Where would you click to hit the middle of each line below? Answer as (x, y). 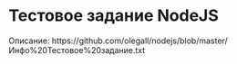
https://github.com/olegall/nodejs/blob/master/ (140, 41)
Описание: (29, 41)
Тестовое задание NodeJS (114, 16)
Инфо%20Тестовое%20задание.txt (77, 50)
